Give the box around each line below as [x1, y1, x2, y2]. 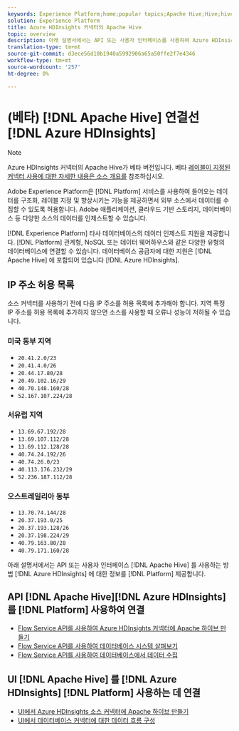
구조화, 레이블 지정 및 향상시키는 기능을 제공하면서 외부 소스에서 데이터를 [20, 196, 222, 205]
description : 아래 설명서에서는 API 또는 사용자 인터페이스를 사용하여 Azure [7, 37, 209, 44]
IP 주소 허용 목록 [7, 279, 75, 291]
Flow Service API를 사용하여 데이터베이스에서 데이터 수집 [17, 650, 178, 659]
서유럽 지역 [7, 410, 43, 420]
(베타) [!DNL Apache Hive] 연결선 [7, 109, 200, 126]
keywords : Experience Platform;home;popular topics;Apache [7, 10, 186, 18]
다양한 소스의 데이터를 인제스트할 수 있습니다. [22, 214, 148, 223]
